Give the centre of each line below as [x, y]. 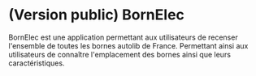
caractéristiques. [37, 63]
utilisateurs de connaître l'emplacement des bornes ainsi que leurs [120, 54]
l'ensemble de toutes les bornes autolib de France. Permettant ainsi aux [128, 45]
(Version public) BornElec [97, 15]
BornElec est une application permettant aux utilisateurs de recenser [123, 37]
